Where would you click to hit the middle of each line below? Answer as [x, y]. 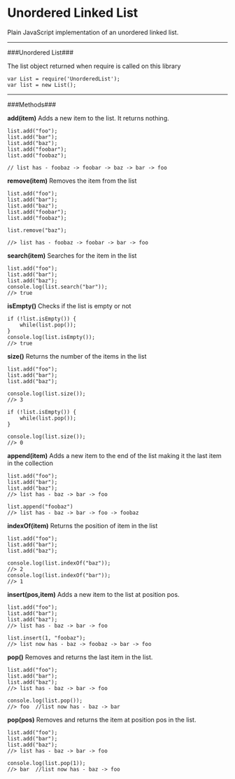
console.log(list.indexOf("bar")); [59, 575]
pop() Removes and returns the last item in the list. [80, 657]
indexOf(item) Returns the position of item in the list [83, 525]
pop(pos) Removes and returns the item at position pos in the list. [102, 719]
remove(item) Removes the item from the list [72, 181]
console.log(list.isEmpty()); [51, 337]
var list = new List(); [42, 85]
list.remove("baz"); [37, 230]
